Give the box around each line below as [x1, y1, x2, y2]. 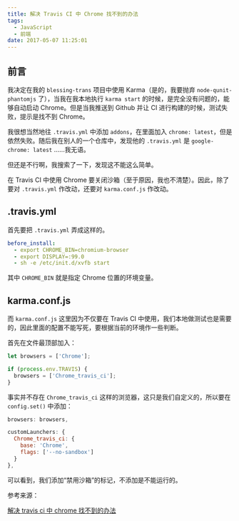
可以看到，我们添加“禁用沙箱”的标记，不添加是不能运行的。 [7, 475, 182, 484]
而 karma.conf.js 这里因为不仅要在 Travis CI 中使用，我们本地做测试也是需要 [7, 315, 232, 323]
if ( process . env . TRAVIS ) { [7, 365, 88, 373]
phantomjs [7, 96, 37, 103]
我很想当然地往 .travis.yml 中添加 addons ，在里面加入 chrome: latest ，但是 [7, 127, 233, 136]
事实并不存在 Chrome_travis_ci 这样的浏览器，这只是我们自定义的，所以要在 [7, 393, 231, 401]
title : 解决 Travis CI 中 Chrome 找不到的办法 [7, 10, 139, 18]
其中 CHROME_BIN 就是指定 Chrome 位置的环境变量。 [7, 273, 158, 282]
